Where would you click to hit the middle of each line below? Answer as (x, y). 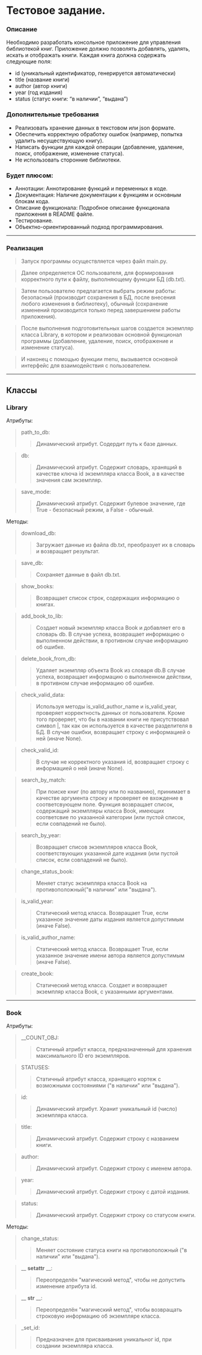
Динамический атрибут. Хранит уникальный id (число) (106, 1109)
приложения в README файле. (54, 214)
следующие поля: (29, 61)
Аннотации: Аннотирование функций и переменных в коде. (91, 189)
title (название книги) (42, 80)
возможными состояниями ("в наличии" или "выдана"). (108, 1086)
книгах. (45, 605)
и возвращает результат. (68, 552)
